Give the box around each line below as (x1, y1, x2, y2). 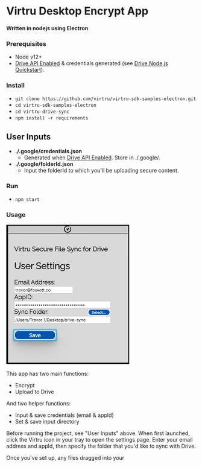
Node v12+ (14, 53, 42, 61)
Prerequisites (6, 39, 46, 48)
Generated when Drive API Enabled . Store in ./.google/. (24, 154, 161, 161)
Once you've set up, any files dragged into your (6, 454, 125, 461)
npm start (14, 197, 40, 203)
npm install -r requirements (14, 115, 89, 121)
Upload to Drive (14, 388, 54, 395)
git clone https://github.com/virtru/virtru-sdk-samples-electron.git (14, 96, 197, 102)
